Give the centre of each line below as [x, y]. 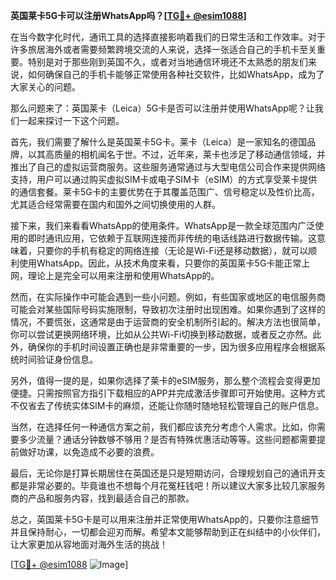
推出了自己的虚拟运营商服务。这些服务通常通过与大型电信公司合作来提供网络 [168, 167]
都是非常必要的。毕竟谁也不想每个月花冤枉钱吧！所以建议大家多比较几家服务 [168, 485]
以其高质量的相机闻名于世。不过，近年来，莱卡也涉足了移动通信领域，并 [176, 154]
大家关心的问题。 [45, 87]
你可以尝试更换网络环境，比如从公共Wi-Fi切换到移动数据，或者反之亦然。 [161, 334]
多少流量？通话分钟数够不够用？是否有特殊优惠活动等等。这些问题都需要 [167, 439]
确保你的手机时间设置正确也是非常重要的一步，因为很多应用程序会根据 [172, 347]
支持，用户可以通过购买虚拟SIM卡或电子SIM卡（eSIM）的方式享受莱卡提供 [164, 179]
